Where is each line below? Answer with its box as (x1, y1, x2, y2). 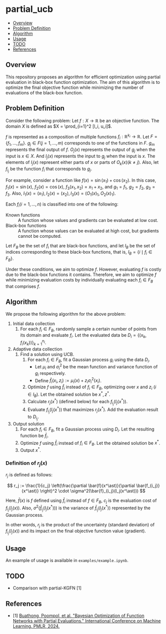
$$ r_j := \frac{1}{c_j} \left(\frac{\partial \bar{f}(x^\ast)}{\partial (7, 483, 135, 489)
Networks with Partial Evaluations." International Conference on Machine (12, 618, 161, 624)
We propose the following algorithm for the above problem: (5, 311, 126, 317)
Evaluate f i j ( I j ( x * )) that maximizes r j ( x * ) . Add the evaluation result (27, 406, 159, 414)
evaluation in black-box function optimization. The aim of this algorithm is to (5, 79, 160, 85)
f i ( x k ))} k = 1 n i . (20, 339, 46, 347)
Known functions (5, 212, 41, 218)
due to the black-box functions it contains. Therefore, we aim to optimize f (5, 272, 157, 278)
